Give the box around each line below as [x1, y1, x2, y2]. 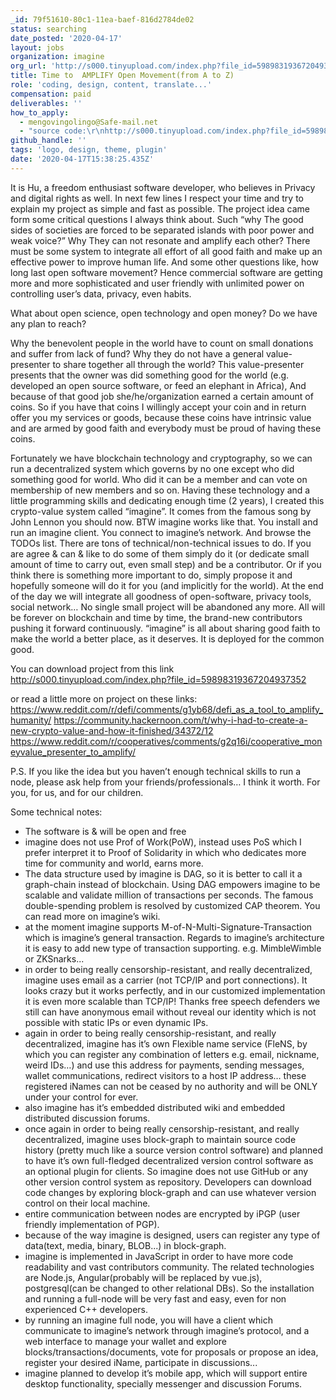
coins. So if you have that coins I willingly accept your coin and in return [10, 401, 307, 413]
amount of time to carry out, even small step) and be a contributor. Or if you [10, 558, 322, 570]
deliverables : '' [10, 98, 83, 108]
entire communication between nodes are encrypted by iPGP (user [24, 1207, 301, 1220]
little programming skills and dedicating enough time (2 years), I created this [10, 494, 325, 506]
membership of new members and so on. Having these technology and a [10, 484, 311, 496]
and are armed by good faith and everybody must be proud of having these [10, 422, 322, 434]
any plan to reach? [10, 317, 87, 330]
